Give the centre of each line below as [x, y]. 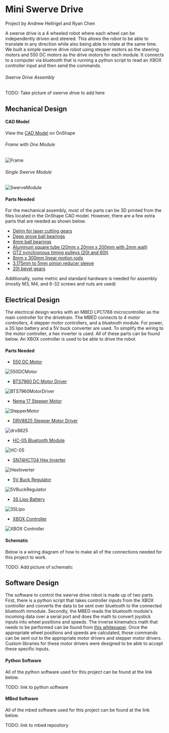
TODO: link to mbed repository [37, 725]
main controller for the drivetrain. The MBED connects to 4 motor [73, 317]
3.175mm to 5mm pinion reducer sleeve [53, 263]
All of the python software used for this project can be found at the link [79, 672]
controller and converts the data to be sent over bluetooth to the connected [84, 606]
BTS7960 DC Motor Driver [40, 382]
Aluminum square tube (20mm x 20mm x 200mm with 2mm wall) [80, 247]
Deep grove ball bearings [39, 236]
